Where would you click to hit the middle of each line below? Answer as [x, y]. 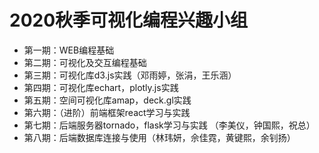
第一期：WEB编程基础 [69, 50]
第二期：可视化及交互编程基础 [85, 62]
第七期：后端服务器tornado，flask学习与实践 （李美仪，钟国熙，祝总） [169, 125]
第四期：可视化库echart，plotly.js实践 [101, 87]
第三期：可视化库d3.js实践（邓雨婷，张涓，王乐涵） [130, 75]
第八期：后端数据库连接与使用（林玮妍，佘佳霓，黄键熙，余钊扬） [159, 137]
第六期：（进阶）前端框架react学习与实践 [107, 112]
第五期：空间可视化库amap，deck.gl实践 [107, 100]
